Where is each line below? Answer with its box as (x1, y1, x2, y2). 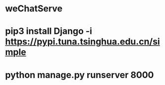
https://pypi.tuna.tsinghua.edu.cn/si (5, 36, 160, 47)
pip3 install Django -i (5, 26, 93, 37)
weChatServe (5, 3, 63, 14)
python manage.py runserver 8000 (5, 69, 154, 81)
